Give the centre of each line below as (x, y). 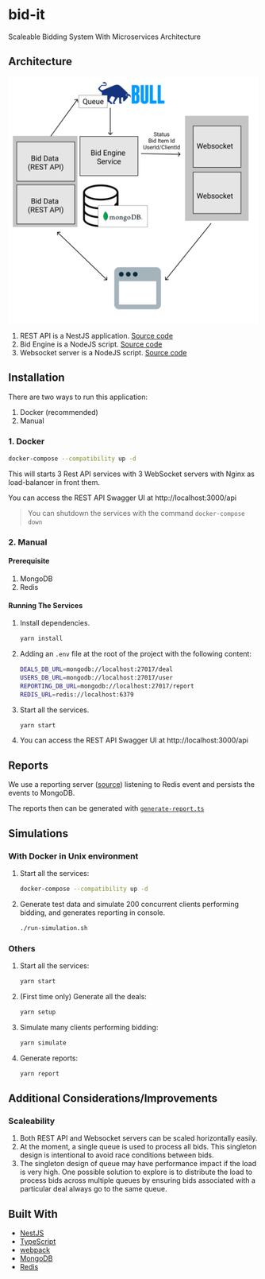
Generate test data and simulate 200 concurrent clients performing (129, 904)
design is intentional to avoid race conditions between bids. (117, 1155)
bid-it (27, 15)
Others (22, 948)
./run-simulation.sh (54, 928)
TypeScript (38, 1241)
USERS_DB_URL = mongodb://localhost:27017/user (96, 677)
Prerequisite (29, 561)
